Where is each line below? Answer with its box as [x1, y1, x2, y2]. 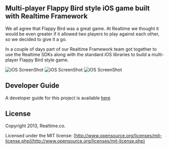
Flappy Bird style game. [19, 57, 69, 63]
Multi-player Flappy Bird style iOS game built [5, 4, 150, 13]
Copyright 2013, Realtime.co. [5, 123, 66, 129]
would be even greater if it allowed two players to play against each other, [5, 30, 160, 37]
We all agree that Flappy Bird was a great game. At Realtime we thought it [5, 25, 159, 31]
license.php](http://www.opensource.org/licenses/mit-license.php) [5, 138, 146, 144]
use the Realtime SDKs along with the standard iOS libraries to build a [5, 51, 151, 57]
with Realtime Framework [5, 12, 88, 21]
